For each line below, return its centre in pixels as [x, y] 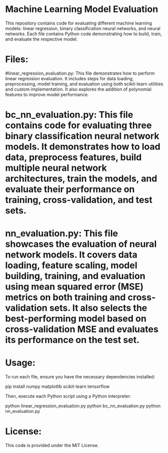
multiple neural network [56, 168]
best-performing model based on [76, 319]
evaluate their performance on [70, 189]
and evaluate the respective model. [42, 39]
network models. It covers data [71, 255]
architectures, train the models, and [81, 179]
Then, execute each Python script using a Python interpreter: [68, 396]
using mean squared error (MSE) [74, 287]
